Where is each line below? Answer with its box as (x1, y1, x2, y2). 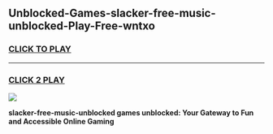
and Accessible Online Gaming (8, 116, 115, 126)
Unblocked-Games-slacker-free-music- (8, 6, 217, 20)
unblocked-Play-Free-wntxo (8, 19, 156, 33)
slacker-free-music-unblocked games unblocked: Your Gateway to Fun (8, 107, 254, 117)
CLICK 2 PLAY (8, 74, 65, 85)
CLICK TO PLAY (8, 44, 71, 55)
